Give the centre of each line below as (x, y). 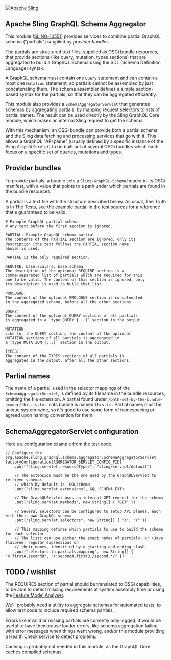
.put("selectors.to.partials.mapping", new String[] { (74, 552)
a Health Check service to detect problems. (51, 636)
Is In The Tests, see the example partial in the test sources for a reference (83, 207)
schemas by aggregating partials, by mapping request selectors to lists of (82, 109)
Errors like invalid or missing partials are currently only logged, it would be (83, 620)
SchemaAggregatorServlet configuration (72, 432)
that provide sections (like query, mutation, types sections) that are (76, 57)
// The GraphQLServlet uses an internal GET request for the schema (89, 498)
